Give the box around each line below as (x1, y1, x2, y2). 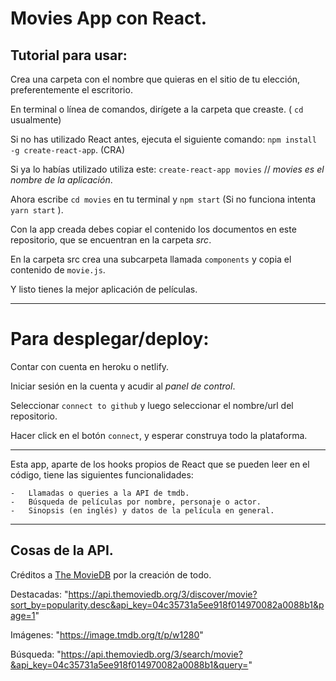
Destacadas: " (10, 588, 69, 600)
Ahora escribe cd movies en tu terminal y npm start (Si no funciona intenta (10, 193, 317, 205)
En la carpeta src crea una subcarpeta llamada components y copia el (10, 253, 292, 265)
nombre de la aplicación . (10, 174, 113, 186)
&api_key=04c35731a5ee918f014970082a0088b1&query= (10, 658, 249, 671)
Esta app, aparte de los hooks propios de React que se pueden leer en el (10, 458, 310, 470)
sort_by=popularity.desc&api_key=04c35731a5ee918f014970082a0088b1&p (10, 598, 325, 611)
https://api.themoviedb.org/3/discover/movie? (68, 588, 258, 600)
